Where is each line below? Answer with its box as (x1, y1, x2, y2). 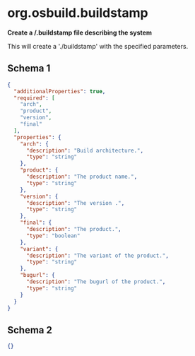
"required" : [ (13, 94, 55, 102)
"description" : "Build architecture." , (25, 147, 143, 154)
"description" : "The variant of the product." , (25, 252, 170, 259)
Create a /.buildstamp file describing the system (7, 28, 152, 37)
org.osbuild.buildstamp (7, 5, 148, 21)
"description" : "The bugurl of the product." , (25, 278, 166, 285)
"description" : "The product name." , (25, 173, 138, 180)
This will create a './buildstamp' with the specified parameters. (7, 42, 189, 50)
